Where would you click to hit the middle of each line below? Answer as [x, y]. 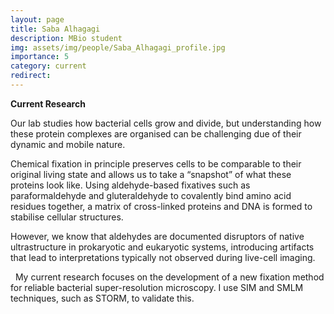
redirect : [31, 76]
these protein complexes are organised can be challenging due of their [156, 133]
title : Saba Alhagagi [55, 29]
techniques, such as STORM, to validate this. [102, 298]
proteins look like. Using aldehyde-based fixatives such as [130, 185]
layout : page [37, 19]
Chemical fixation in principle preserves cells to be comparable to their [156, 163]
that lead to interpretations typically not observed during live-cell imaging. [163, 257]
